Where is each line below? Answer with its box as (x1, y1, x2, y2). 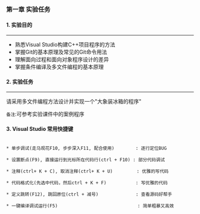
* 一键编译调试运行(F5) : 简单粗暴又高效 (6, 203, 174, 209)
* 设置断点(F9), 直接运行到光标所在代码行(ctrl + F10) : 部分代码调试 (6, 156, 165, 163)
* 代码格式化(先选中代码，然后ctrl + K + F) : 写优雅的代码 (6, 180, 168, 185)
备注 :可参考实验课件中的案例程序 (6, 111, 85, 118)
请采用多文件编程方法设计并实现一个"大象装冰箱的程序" (6, 98, 142, 105)
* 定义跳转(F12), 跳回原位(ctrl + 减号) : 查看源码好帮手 (6, 191, 173, 197)
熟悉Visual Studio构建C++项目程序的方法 (14, 41, 115, 48)
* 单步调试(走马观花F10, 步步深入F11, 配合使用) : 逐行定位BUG (6, 145, 167, 151)
